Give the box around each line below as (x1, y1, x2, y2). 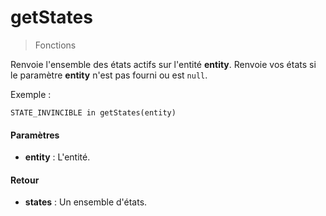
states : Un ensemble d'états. (24, 196, 148, 208)
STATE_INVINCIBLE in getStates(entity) (10, 107, 177, 118)
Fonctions (34, 39, 77, 51)
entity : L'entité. (24, 151, 91, 163)
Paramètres (10, 129, 60, 141)
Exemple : (10, 88, 52, 100)
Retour (10, 174, 40, 186)
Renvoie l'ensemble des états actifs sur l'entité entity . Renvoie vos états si (10, 58, 317, 70)
